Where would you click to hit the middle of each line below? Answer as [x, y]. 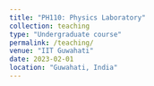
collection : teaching [50, 26]
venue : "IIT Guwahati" [51, 51]
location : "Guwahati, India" [64, 68]
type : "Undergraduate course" [66, 34]
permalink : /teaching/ [51, 43]
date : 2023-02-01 [42, 59]
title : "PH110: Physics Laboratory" [77, 17]
